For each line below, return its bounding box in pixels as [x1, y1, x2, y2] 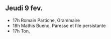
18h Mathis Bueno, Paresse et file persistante [12, 22, 106, 28]
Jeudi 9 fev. [5, 4, 43, 12]
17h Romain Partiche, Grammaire [12, 17, 80, 23]
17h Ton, [12, 27, 30, 34]
